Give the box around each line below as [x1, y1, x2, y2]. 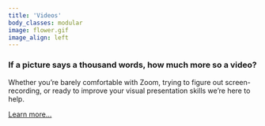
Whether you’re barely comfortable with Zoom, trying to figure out [8, 77, 224, 87]
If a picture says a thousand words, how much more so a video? [8, 60, 257, 71]
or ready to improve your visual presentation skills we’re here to [43, 86, 251, 95]
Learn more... [8, 109, 52, 119]
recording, [8, 86, 42, 95]
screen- [225, 77, 251, 87]
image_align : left [8, 33, 69, 42]
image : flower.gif [8, 26, 69, 34]
